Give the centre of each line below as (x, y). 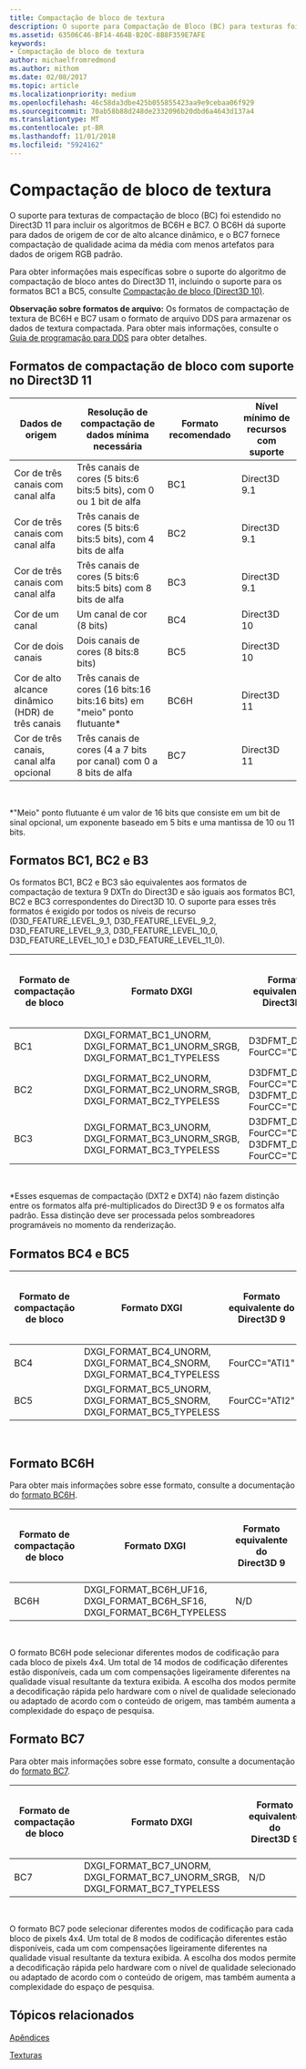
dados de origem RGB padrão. (66, 254)
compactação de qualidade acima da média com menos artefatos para (142, 244)
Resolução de (118, 412)
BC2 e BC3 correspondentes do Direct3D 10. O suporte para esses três (143, 902)
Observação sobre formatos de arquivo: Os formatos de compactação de (149, 308)
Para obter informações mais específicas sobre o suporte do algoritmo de (148, 271)
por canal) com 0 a (117, 761)
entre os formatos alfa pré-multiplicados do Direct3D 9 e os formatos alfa (147, 1206)
